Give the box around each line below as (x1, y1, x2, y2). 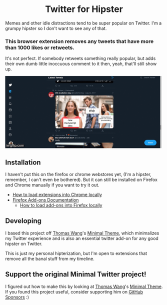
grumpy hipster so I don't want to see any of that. (5, 25, 107, 31)
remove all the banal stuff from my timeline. (5, 255, 95, 261)
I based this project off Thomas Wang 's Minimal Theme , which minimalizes (5, 230, 159, 236)
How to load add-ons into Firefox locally (19, 202, 102, 208)
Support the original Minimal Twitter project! (5, 270, 146, 278)
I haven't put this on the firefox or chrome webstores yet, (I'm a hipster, (5, 171, 151, 177)
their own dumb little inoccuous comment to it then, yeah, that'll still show (5, 61, 157, 67)
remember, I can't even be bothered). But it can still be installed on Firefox (5, 176, 157, 183)
